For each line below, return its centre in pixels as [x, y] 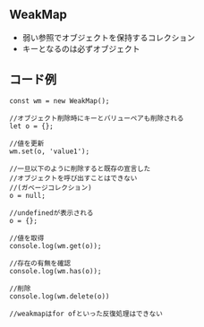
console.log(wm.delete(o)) [59, 296]
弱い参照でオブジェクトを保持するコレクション [108, 37]
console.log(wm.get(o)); [55, 245]
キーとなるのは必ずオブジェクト [81, 48]
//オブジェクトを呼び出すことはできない [73, 178]
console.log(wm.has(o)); [55, 271]
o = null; [28, 195]
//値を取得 [27, 238]
